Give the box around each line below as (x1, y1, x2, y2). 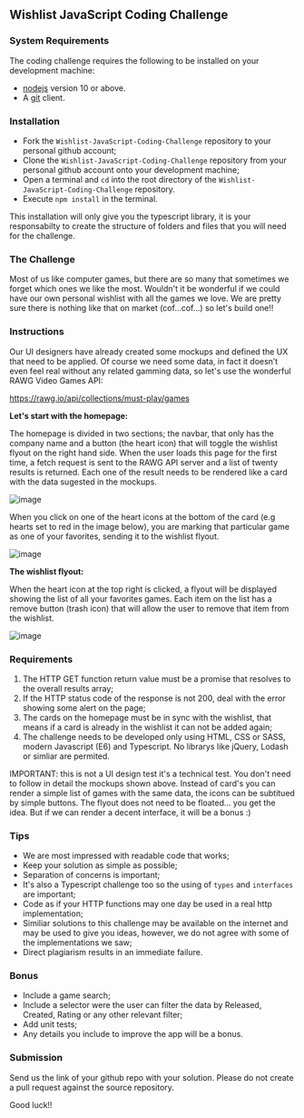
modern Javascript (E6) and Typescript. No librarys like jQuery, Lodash (22, 741, 289, 752)
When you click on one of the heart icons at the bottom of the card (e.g (9, 511, 276, 522)
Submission (9, 1052, 64, 1064)
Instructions (9, 325, 65, 338)
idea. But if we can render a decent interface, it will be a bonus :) (9, 806, 251, 817)
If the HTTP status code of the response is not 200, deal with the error (22, 693, 286, 704)
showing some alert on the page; (22, 702, 146, 713)
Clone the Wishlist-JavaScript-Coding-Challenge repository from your (22, 155, 288, 165)
